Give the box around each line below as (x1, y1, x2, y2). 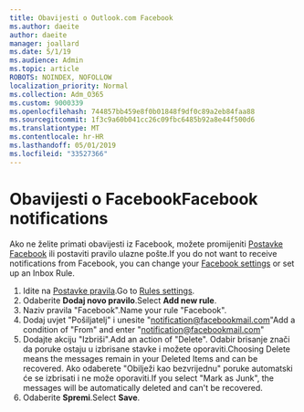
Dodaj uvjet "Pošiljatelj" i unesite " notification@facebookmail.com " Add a (22, 314, 296, 325)
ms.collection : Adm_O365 (9, 90, 104, 99)
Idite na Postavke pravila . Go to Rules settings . (22, 285, 195, 296)
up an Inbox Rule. (9, 267, 75, 279)
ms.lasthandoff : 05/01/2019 (9, 141, 117, 150)
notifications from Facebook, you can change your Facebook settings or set (9, 258, 295, 269)
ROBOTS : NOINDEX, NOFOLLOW (9, 73, 112, 82)
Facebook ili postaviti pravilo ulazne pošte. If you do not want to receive (9, 248, 278, 259)
